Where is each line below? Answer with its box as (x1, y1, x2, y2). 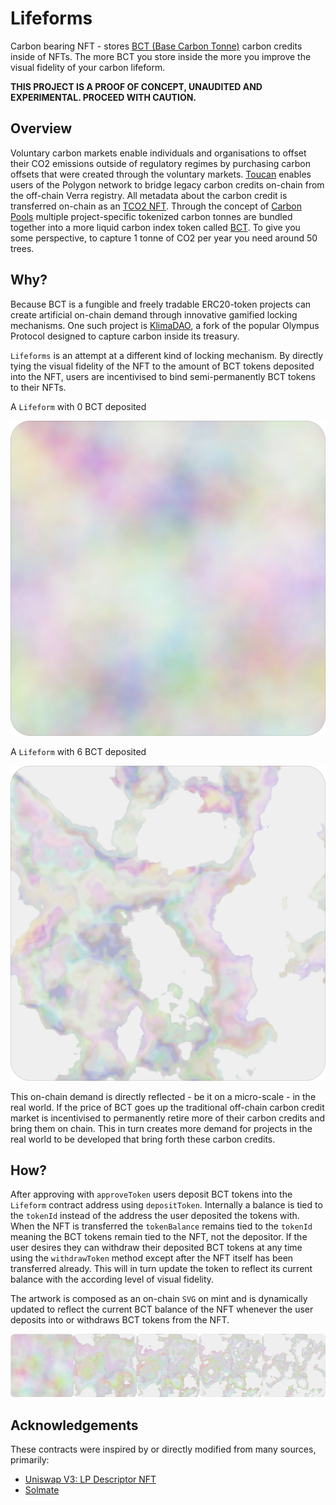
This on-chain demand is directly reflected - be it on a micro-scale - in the (10, 1090, 317, 1102)
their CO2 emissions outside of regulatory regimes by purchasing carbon (10, 157, 311, 169)
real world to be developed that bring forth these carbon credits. (10, 1133, 276, 1145)
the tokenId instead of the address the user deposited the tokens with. (10, 1210, 300, 1222)
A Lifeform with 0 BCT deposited (10, 400, 147, 412)
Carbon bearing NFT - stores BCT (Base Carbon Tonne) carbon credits (10, 40, 303, 52)
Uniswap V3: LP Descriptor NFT (24, 1473, 157, 1485)
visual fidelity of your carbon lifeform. (10, 61, 166, 73)
